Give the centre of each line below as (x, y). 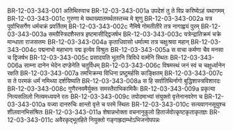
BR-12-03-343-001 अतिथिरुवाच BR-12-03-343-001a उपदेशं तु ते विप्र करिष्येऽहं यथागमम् (116, 11)
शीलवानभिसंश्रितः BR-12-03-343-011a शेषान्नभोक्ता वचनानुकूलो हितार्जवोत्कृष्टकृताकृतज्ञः (107, 112)
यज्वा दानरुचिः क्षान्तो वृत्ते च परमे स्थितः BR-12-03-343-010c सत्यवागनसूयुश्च (136, 104)
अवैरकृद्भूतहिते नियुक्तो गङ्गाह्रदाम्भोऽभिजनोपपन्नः (107, 120)
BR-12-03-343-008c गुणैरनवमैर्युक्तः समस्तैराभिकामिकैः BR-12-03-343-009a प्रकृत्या (111, 89)
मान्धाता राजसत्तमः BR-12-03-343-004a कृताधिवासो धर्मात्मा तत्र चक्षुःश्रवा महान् (98, 42)
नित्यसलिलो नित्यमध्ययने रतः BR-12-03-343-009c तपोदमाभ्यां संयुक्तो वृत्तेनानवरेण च (105, 96)
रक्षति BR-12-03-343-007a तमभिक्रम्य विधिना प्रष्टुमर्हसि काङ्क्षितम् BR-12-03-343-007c (115, 73)
